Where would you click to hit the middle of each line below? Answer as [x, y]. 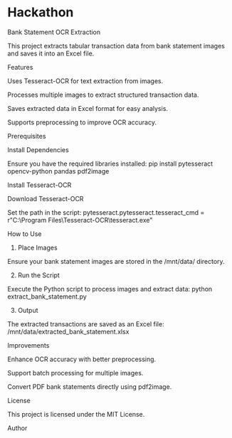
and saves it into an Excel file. [51, 53]
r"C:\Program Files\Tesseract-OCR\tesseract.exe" [80, 220]
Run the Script [39, 275]
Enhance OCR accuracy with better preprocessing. [82, 359]
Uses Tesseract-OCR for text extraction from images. [85, 81]
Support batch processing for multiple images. [75, 373]
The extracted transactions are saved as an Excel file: [86, 324]
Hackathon [41, 12]
